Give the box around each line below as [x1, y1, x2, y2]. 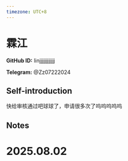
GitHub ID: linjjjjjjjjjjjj [6, 56, 55, 64]
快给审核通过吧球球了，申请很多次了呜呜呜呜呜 [6, 103, 122, 110]
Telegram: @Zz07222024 [6, 68, 71, 76]
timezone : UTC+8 [6, 8, 47, 15]
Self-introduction [6, 85, 73, 96]
